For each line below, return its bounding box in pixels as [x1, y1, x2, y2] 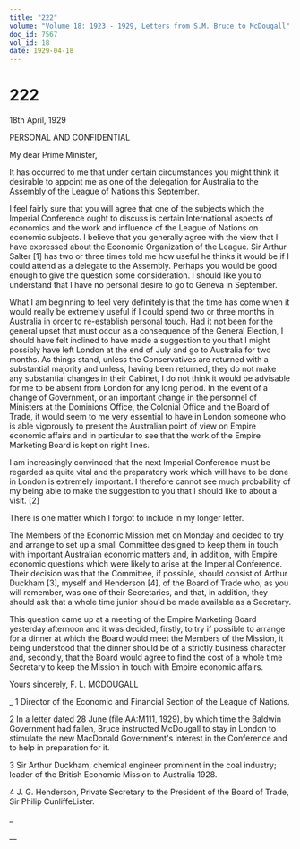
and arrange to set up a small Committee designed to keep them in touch [9, 540, 279, 550]
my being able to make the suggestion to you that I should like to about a [9, 486, 278, 497]
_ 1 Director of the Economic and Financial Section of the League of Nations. [9, 697, 290, 707]
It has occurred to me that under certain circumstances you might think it [9, 167, 279, 178]
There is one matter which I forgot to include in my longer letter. [9, 513, 244, 524]
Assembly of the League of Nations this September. [9, 186, 200, 197]
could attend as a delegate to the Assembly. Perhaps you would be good [9, 261, 278, 272]
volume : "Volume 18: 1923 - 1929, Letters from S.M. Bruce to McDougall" [9, 22, 291, 30]
